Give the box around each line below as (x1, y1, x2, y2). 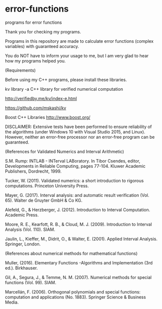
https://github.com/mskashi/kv (5, 105, 66, 111)
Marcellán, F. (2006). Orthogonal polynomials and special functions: (5, 289, 141, 294)
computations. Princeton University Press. (5, 183, 89, 189)
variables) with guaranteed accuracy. (5, 43, 79, 49)
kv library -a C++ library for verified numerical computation (5, 86, 123, 92)
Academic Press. (5, 212, 39, 218)
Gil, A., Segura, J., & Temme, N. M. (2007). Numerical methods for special (5, 274, 152, 280)
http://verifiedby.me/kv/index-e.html (5, 96, 77, 101)
